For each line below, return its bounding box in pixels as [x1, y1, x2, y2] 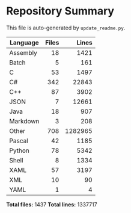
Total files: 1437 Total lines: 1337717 [6, 200, 97, 208]
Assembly [9, 48, 38, 57]
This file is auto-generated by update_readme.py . [6, 24, 126, 31]
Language [10, 38, 39, 46]
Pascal [9, 137, 28, 145]
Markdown [9, 117, 40, 125]
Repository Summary [6, 4, 115, 18]
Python [9, 146, 30, 155]
